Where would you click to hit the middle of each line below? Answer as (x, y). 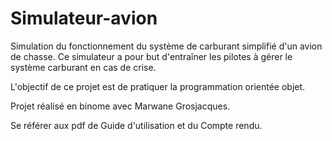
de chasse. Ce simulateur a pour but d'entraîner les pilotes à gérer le (151, 56)
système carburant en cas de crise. (83, 67)
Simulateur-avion (84, 18)
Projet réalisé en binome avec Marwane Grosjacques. (120, 106)
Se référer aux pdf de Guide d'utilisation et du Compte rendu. (136, 125)
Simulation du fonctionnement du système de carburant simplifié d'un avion (166, 46)
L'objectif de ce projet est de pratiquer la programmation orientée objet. (158, 86)
